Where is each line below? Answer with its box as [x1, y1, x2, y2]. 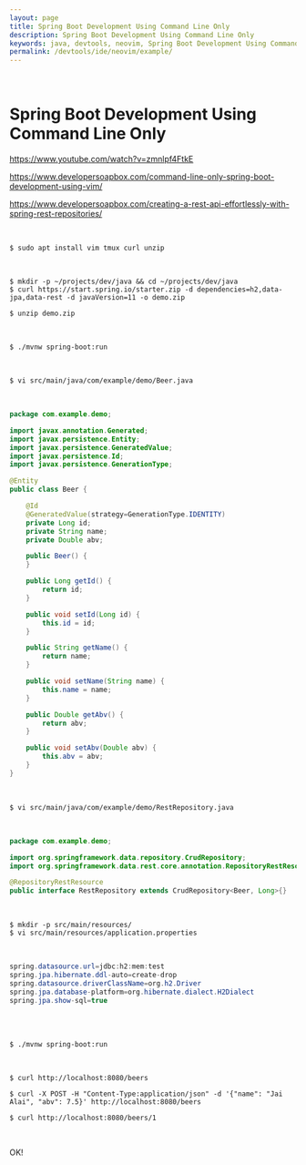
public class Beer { [9, 485, 88, 495]
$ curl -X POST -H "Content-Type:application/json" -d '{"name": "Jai [9, 1089, 283, 1099]
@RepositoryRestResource [9, 878, 104, 887]
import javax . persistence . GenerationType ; [9, 460, 173, 469]
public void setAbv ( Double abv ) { [25, 743, 157, 752]
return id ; [42, 585, 84, 595]
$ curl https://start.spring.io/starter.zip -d [9, 285, 194, 294]
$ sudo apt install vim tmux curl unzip [9, 243, 166, 253]
